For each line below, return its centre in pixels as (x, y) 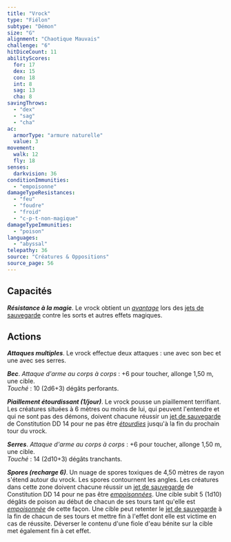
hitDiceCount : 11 (32, 52)
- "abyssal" (31, 244)
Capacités (30, 291)
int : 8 (23, 84)
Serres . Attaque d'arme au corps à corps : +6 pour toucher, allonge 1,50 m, (114, 444)
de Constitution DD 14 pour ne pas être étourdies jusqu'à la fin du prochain (113, 424)
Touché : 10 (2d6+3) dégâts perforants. (63, 388)
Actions (24, 336)
